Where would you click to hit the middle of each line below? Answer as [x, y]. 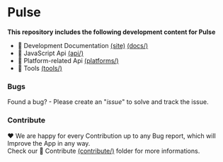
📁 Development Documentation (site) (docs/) [83, 45]
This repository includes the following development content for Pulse [111, 32]
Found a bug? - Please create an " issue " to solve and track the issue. [108, 102]
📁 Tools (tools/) [40, 68]
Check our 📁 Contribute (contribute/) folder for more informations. [104, 151]
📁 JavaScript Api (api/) [50, 53]
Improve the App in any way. [49, 143]
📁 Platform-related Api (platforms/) [68, 60]
